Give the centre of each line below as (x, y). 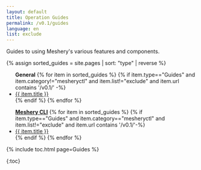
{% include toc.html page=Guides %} (53, 150)
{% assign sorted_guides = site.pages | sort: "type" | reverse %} (86, 63)
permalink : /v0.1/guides (37, 23)
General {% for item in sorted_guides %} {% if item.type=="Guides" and (105, 75)
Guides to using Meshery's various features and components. (83, 51)
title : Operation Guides (37, 17)
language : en (23, 29)
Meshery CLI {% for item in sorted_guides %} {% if (79, 112)
